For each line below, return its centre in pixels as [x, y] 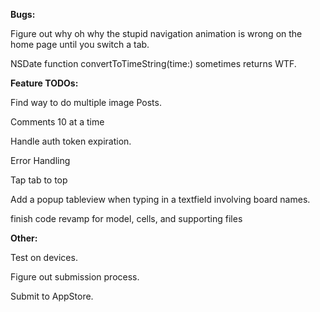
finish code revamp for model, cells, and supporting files [126, 218]
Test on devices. [44, 257]
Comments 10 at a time [57, 122]
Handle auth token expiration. [71, 141]
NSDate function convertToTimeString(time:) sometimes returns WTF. [153, 63]
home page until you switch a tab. [80, 44]
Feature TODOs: [44, 83]
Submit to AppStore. [52, 296]
